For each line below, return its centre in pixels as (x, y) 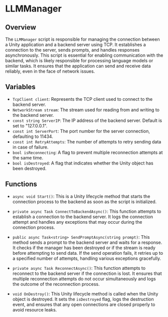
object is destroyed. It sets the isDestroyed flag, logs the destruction (83, 299)
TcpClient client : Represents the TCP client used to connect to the (82, 99)
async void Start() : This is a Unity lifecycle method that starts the (81, 196)
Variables (21, 87)
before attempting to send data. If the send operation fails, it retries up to (88, 253)
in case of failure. (30, 147)
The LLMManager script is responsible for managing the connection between (82, 39)
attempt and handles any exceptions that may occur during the (77, 222)
